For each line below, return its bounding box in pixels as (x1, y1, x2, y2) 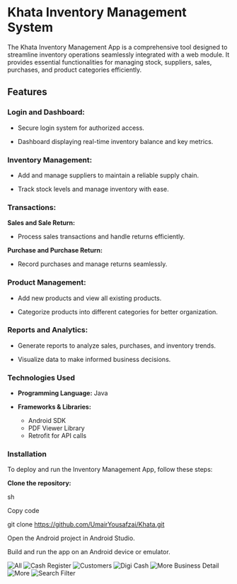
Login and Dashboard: (7, 107, 85, 117)
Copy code (7, 507, 40, 515)
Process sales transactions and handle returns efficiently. (17, 232, 185, 241)
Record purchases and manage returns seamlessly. (17, 260, 168, 268)
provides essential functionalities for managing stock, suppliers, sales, (7, 57, 212, 66)
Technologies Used (7, 373, 76, 382)
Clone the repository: (7, 479, 71, 487)
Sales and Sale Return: (7, 219, 76, 227)
